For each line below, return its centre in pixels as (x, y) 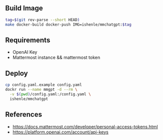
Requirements (28, 40)
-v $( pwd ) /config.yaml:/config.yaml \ (51, 94)
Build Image (24, 8)
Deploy (17, 73)
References (24, 115)
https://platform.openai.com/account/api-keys (60, 132)
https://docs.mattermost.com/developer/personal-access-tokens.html (85, 126)
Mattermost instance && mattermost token (56, 58)
